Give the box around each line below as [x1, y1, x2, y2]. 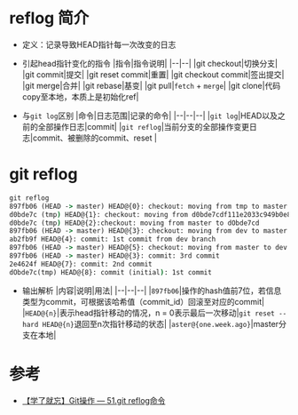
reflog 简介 [9, 8, 90, 28]
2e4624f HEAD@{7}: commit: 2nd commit [9, 259, 153, 268]
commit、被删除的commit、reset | [32, 132, 158, 143]
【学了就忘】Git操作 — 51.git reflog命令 [21, 395, 166, 405]
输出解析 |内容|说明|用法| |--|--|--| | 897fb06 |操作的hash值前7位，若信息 [21, 285, 282, 296]
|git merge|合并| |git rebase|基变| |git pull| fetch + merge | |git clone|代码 [21, 80, 281, 91]
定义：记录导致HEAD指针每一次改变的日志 [21, 39, 176, 50]
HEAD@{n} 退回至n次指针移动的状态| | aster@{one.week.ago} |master [42, 318, 279, 329]
